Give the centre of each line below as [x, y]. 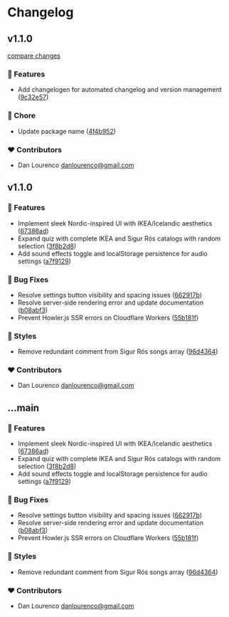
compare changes [34, 56]
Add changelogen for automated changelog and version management [119, 90]
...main [23, 407]
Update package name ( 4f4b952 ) [66, 131]
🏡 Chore [21, 116]
